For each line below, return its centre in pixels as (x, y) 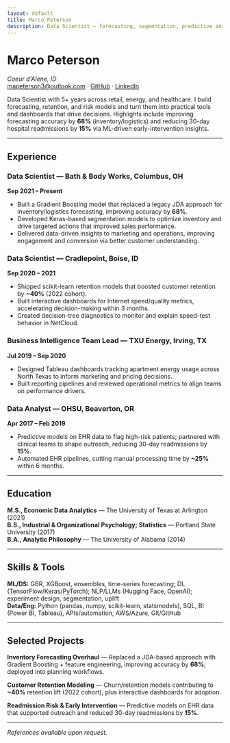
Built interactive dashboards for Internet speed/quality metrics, (105, 301)
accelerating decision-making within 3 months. (83, 308)
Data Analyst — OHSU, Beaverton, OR (71, 408)
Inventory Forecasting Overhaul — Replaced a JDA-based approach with (112, 657)
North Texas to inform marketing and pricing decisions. (95, 376)
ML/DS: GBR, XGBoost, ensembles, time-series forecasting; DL (96, 583)
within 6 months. (40, 466)
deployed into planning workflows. (56, 672)
